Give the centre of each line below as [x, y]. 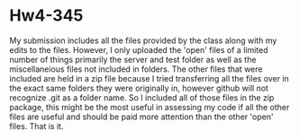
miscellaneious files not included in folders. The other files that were [136, 69]
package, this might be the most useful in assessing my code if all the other [149, 107]
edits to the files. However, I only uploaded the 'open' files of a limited [139, 49]
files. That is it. [36, 126]
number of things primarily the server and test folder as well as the [133, 59]
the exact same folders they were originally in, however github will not [139, 88]
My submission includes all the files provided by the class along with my [143, 40]
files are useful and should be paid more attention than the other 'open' [141, 117]
